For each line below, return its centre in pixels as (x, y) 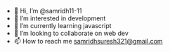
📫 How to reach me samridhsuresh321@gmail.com (88, 41)
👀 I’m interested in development (60, 18)
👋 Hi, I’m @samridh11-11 (48, 11)
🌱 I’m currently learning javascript (63, 26)
